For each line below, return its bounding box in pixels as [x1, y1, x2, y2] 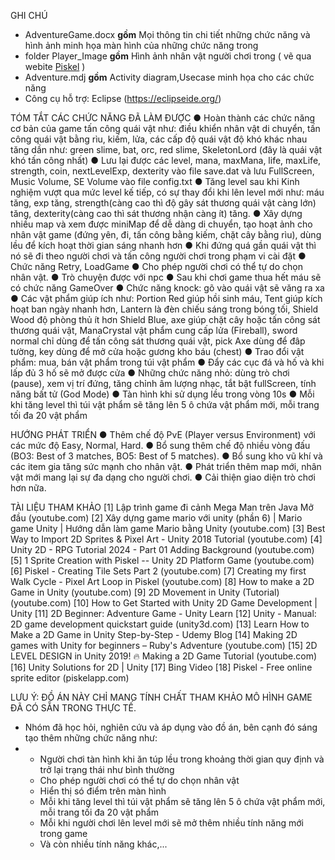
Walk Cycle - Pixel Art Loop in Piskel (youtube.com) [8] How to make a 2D [10, 576, 315, 587]
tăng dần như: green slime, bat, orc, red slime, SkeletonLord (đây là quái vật [10, 144, 323, 155]
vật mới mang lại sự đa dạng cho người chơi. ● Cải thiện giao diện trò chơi [10, 471, 316, 483]
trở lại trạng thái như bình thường [39, 764, 175, 775]
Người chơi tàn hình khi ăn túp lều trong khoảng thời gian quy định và [39, 753, 325, 765]
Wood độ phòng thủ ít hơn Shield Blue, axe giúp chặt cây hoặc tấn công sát [10, 314, 321, 325]
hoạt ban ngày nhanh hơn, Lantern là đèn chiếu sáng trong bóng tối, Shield [10, 303, 319, 315]
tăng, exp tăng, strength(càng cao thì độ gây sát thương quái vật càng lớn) [10, 197, 317, 209]
